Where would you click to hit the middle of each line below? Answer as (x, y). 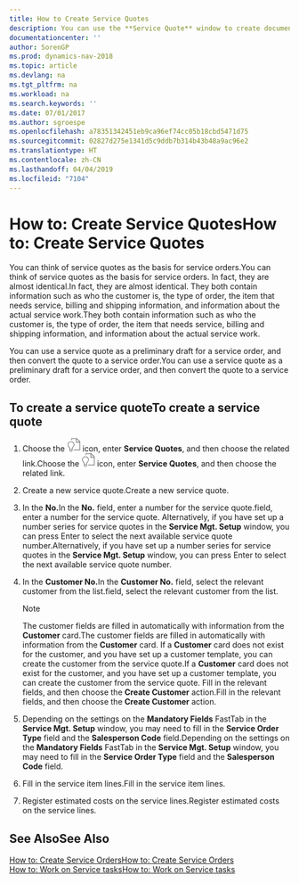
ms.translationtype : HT (53, 151)
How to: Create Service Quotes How (143, 224)
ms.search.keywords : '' (53, 103)
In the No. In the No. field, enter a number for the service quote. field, (147, 508)
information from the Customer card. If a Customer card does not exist (153, 645)
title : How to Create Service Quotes (79, 19)
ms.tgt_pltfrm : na (43, 85)
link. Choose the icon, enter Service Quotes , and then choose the (149, 464)
